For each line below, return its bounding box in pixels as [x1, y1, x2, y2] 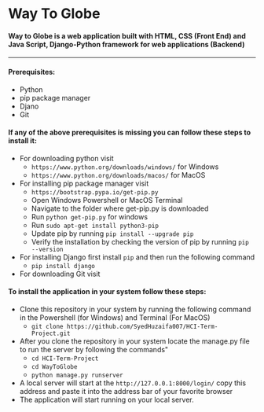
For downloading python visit [19, 153, 114, 163]
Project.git [31, 329, 71, 337]
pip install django [31, 262, 96, 270]
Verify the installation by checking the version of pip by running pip [31, 237, 249, 246]
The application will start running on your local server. [19, 395, 194, 404]
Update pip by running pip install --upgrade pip [31, 229, 194, 238]
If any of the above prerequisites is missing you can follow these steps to [8, 127, 251, 138]
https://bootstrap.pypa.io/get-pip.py [31, 188, 159, 197]
